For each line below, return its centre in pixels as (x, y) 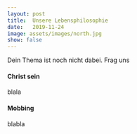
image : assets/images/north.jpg (54, 33)
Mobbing (21, 108)
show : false (25, 40)
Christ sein (24, 76)
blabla (16, 123)
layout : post (26, 14)
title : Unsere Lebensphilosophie (58, 20)
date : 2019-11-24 (36, 27)
